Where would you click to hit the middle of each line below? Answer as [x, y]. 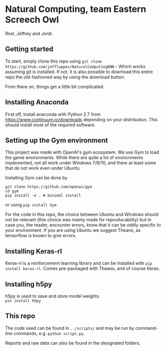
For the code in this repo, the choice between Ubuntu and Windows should [82, 214]
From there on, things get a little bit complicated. [55, 87]
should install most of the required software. [50, 125]
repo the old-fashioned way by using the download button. [65, 77]
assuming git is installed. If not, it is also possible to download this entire [79, 72]
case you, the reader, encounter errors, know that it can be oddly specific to [83, 225]
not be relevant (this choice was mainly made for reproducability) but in [78, 220]
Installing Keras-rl [34, 251]
